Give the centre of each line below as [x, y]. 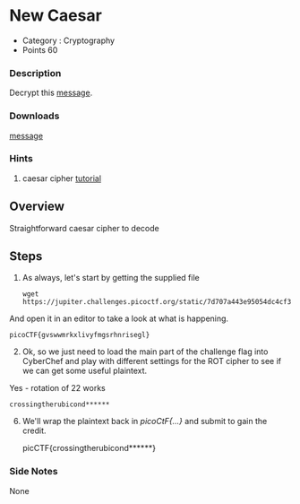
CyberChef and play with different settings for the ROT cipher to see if [152, 361]
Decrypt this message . [51, 93]
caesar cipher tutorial [61, 178]
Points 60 [40, 49]
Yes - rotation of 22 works [57, 388]
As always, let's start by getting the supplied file [111, 278]
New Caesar [56, 16]
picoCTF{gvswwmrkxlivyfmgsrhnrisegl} [80, 335]
